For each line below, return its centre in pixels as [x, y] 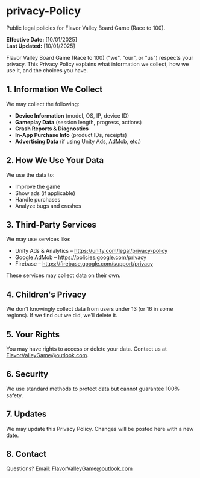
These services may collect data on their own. [64, 275]
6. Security [27, 374]
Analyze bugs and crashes [48, 206]
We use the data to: [30, 175]
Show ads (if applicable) [45, 193]
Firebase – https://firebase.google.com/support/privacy [84, 264]
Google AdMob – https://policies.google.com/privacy [80, 257]
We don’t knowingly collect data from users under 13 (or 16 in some [90, 309]
